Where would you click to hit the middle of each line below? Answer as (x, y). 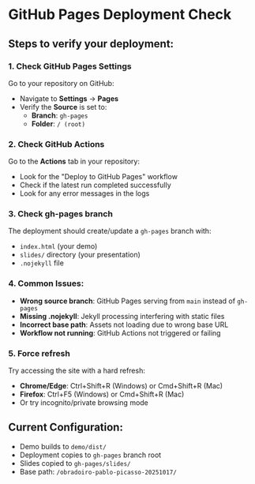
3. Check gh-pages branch (60, 214)
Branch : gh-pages (60, 115)
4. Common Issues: (46, 283)
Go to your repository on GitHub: (61, 83)
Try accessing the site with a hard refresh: (77, 371)
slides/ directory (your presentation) (80, 255)
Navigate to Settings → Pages (69, 98)
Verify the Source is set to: (63, 107)
